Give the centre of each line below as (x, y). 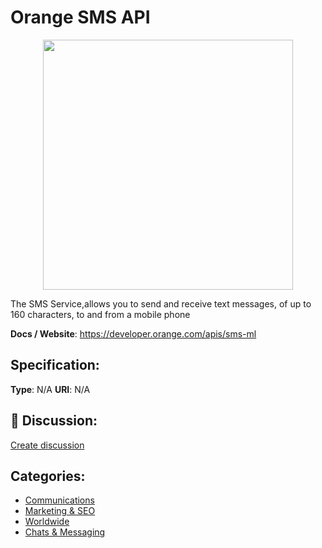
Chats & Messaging (65, 532)
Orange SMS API (80, 17)
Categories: (48, 476)
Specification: (55, 365)
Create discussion (47, 445)
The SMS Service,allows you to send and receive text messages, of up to (161, 303)
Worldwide (47, 522)
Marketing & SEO (60, 511)
